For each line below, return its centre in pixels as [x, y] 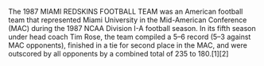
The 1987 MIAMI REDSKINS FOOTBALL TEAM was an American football [126, 12]
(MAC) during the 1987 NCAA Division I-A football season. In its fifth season [132, 28]
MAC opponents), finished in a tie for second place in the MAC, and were [128, 45]
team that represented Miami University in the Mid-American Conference [128, 20]
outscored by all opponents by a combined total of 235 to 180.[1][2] [118, 54]
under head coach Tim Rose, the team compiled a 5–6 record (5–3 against [130, 37]
